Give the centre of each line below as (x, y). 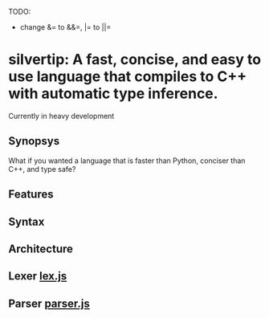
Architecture (41, 249)
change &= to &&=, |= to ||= (65, 27)
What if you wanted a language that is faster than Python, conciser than (127, 161)
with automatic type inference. (113, 94)
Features (31, 195)
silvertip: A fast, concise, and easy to (135, 60)
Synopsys (34, 141)
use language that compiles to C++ (128, 77)
